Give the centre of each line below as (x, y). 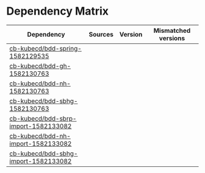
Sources (101, 34)
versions (172, 38)
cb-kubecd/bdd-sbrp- (43, 118)
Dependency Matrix (57, 11)
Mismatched (172, 30)
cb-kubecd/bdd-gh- (40, 66)
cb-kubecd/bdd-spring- (46, 48)
